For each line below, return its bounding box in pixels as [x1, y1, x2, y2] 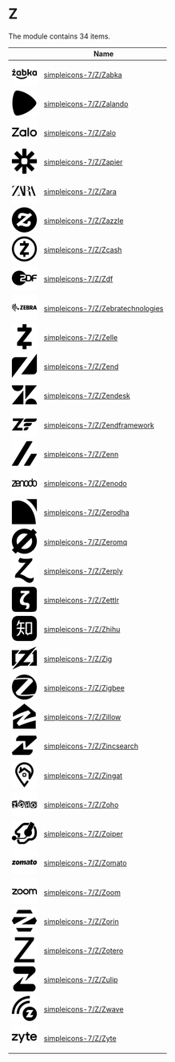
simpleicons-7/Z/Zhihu [43, 625, 121, 634]
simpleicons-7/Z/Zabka [43, 70, 122, 79]
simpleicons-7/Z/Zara [43, 186, 117, 197]
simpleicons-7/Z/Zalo [43, 128, 117, 138]
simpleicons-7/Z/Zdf [43, 274, 113, 284]
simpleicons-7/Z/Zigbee [43, 683, 125, 692]
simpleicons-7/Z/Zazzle [43, 216, 124, 225]
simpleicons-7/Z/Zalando [43, 99, 129, 108]
